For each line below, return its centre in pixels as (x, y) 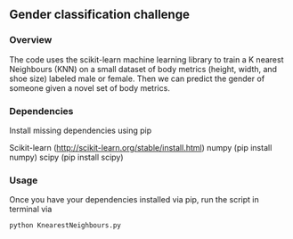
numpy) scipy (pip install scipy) (66, 157)
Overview (31, 40)
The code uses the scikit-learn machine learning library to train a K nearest (146, 59)
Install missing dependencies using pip (81, 130)
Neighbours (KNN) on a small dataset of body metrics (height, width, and (143, 69)
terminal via (31, 210)
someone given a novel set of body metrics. (90, 87)
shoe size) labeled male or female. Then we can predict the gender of (137, 78)
